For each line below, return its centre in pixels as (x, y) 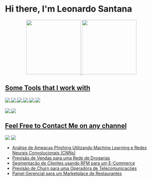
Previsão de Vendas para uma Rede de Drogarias (61, 158)
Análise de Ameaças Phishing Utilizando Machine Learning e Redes (79, 148)
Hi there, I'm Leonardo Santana (68, 9)
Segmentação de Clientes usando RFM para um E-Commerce (74, 163)
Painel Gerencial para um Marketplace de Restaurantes (67, 173)
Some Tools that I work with (48, 88)
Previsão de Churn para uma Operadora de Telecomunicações (74, 168)
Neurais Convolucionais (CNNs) (44, 153)
